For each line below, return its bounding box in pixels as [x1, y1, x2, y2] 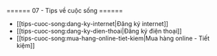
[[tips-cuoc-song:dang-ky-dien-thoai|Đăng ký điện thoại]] [16, 27, 183, 35]
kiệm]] [16, 42, 35, 49]
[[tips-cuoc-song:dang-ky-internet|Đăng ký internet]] [16, 20, 169, 27]
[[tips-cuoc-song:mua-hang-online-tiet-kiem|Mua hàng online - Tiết [16, 34, 210, 42]
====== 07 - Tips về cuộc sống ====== [6, 7, 124, 14]
